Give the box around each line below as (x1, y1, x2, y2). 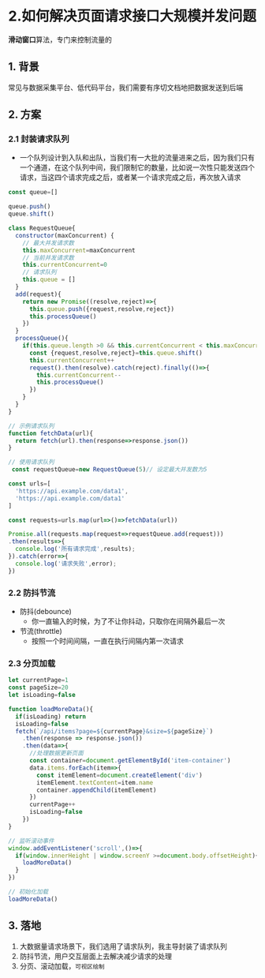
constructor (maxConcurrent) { (15, 231, 114, 239)
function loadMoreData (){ (8, 705, 93, 713)
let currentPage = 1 (8, 676, 69, 684)
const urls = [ (8, 480, 51, 488)
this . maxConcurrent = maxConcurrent (22, 246, 136, 254)
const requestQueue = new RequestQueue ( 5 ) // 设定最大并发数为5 (11, 466, 207, 474)
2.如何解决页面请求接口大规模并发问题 (8, 7, 256, 25)
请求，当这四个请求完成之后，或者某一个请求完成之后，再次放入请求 (19, 173, 241, 182)
